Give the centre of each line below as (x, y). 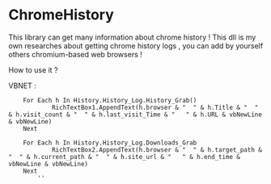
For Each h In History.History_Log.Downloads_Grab (110, 143)
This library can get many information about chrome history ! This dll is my (132, 37)
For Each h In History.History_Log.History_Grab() (110, 100)
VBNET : (22, 86)
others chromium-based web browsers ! (76, 54)
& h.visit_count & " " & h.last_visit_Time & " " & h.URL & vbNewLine (135, 115)
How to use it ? (33, 69)
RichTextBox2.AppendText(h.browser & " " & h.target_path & (157, 150)
